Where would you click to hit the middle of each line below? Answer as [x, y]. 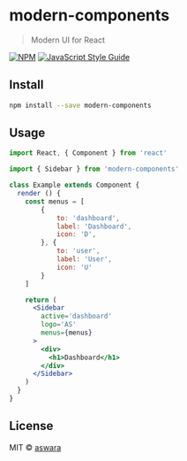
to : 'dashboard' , [88, 218]
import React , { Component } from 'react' [88, 153]
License [31, 426]
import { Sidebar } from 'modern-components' [94, 169]
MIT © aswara [35, 447]
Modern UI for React [68, 40]
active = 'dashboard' [77, 316]
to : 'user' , [78, 251]
